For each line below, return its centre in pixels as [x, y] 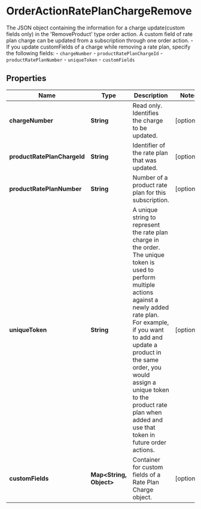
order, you [147, 367]
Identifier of [149, 145]
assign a [144, 382]
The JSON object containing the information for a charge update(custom [96, 28]
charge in [146, 239]
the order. [146, 247]
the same [146, 360]
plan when [147, 412]
